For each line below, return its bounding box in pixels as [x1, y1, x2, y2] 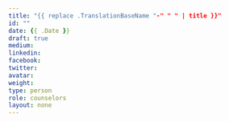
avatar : [8, 71, 35, 79]
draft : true [8, 34, 48, 43]
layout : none [8, 101, 52, 109]
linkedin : [8, 49, 42, 57]
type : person [8, 86, 52, 95]
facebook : [8, 57, 42, 65]
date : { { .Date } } [8, 26, 70, 35]
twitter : [8, 64, 38, 72]
